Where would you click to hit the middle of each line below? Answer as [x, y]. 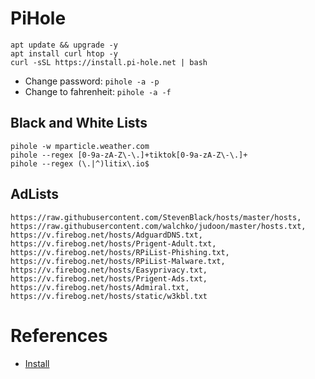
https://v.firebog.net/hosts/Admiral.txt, [100, 287]
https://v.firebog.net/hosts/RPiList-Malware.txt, [118, 261]
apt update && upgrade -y [64, 45]
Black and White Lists [79, 123]
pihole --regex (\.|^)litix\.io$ [80, 163]
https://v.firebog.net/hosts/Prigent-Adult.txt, [113, 243]
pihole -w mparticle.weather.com [80, 146]
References [59, 335]
